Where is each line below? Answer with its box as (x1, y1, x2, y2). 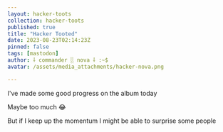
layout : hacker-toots (7, 10, 72, 18)
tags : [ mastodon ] (7, 50, 59, 57)
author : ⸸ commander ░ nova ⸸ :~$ (7, 57, 108, 64)
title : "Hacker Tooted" (7, 30, 78, 38)
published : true (7, 23, 56, 31)
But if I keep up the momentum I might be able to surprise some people (7, 116, 217, 125)
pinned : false (7, 43, 50, 50)
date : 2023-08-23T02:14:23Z (7, 37, 91, 44)
